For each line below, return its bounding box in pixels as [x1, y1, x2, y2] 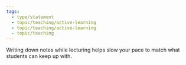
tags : [6, 8, 19, 15]
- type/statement [11, 14, 54, 20]
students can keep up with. [6, 53, 72, 60]
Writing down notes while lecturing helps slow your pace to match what [6, 46, 180, 53]
